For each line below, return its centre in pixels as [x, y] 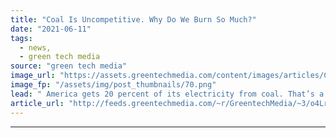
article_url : [37, 103]
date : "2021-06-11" [51, 29]
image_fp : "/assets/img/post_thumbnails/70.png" [113, 85]
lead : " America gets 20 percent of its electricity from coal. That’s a [167, 94]
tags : [21, 38]
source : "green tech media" [69, 66]
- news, [35, 47]
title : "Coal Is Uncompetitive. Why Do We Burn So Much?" [133, 19]
